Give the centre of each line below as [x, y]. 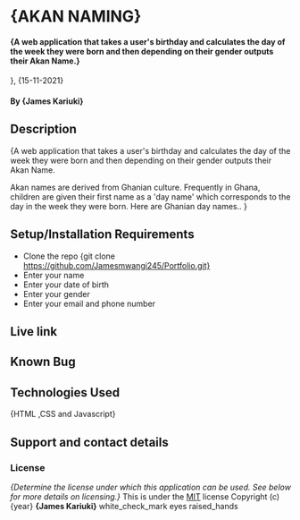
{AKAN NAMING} [76, 17]
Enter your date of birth [66, 285]
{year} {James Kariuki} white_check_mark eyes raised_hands [125, 506]
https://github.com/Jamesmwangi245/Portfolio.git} [117, 265]
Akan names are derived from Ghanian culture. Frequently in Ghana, [135, 187]
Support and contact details [89, 442]
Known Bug [43, 362]
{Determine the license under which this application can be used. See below [150, 487]
